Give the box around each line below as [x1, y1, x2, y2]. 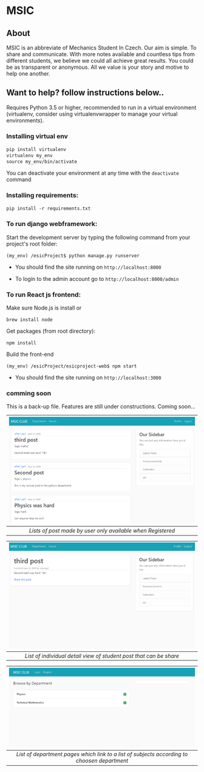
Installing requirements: [6, 191, 79, 200]
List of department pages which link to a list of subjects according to [16, 751, 188, 758]
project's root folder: [6, 240, 58, 247]
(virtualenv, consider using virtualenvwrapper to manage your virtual [6, 110, 178, 118]
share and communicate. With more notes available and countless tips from [6, 51, 195, 58]
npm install [6, 340, 36, 346]
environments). [6, 116, 44, 124]
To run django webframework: [6, 220, 98, 228]
